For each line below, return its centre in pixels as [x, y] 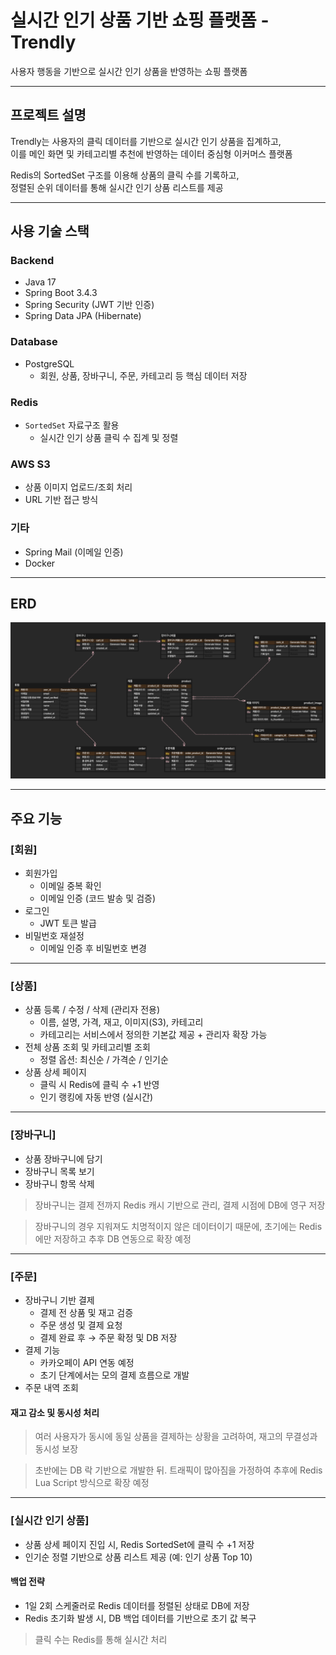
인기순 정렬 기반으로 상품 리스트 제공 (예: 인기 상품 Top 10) [138, 1557]
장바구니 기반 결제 [59, 1300]
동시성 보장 [56, 1449]
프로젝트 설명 [48, 115]
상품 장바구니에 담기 [63, 1158]
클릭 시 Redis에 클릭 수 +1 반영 [99, 1085]
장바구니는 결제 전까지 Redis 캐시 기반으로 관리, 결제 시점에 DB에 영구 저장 [180, 1205]
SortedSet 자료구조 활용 [72, 425]
